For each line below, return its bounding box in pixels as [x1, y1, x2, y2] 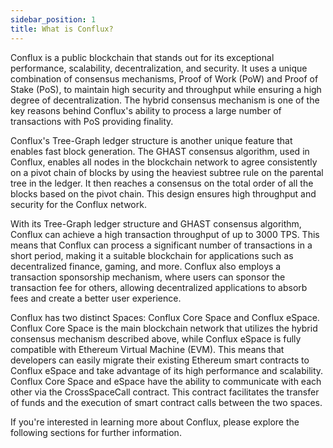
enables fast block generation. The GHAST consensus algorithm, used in [10, 145, 310, 157]
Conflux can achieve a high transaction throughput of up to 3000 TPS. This [10, 228, 320, 240]
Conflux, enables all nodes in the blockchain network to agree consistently [10, 156, 318, 168]
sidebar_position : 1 [10, 14, 97, 25]
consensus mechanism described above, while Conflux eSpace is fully [10, 332, 302, 345]
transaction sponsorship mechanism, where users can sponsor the [10, 271, 286, 283]
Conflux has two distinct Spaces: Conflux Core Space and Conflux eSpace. [10, 311, 320, 323]
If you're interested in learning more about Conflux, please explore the [10, 416, 300, 428]
